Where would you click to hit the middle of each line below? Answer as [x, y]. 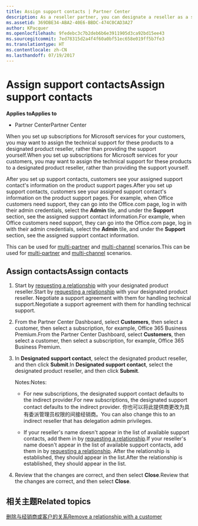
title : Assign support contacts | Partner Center [68, 11]
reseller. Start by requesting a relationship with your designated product [101, 292]
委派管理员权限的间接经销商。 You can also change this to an [102, 414]
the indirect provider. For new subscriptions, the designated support [105, 400]
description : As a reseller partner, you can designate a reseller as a [97, 17]
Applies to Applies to [32, 113]
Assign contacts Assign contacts [67, 271]
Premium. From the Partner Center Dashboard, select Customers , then [100, 335]
